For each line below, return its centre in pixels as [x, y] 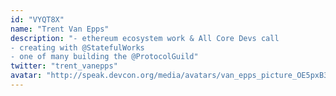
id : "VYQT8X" [37, 19]
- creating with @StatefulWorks [77, 47]
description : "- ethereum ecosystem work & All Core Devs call [145, 38]
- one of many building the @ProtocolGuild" [104, 57]
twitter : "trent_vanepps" [64, 66]
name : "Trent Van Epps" [60, 29]
